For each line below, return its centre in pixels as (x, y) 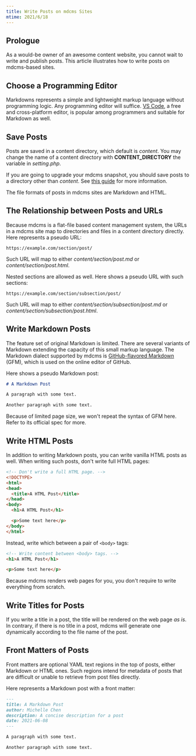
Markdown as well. (29, 118)
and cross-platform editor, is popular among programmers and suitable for (95, 113)
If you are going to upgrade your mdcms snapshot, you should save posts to (98, 175)
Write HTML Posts (40, 441)
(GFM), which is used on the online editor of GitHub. (69, 362)
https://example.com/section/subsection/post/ (64, 294)
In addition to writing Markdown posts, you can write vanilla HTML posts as (97, 455)
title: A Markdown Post (35, 704)
